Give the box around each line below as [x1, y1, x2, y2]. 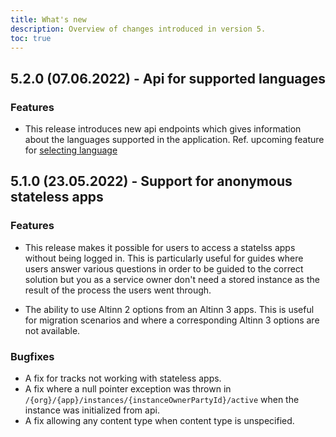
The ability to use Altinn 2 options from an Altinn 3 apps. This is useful [24, 303, 315, 315]
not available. [24, 324, 81, 336]
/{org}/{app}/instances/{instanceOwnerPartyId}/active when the [24, 394, 300, 406]
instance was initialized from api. [24, 404, 160, 416]
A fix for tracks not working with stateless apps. [24, 372, 222, 385]
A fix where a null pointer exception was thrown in [24, 383, 232, 395]
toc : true [10, 33, 52, 43]
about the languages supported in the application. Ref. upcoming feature [24, 134, 325, 146]
